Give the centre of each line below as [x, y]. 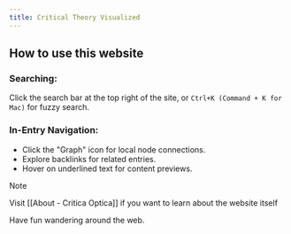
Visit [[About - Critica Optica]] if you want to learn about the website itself [144, 203]
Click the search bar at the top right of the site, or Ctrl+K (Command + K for [146, 97]
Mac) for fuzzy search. [50, 107]
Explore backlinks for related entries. [89, 159]
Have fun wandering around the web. [77, 220]
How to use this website [77, 54]
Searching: [33, 78]
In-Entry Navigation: [54, 130]
